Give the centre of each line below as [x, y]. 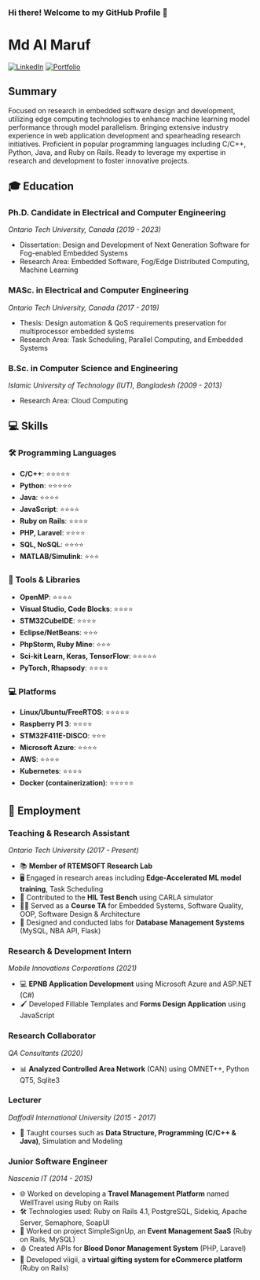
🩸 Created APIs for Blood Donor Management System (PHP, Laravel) [133, 1249]
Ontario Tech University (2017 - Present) [73, 850]
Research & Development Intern [70, 951]
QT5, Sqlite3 [40, 1080]
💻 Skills [28, 427]
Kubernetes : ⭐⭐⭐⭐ [51, 771]
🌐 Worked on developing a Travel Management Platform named [124, 1194]
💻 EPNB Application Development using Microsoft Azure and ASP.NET [136, 984]
